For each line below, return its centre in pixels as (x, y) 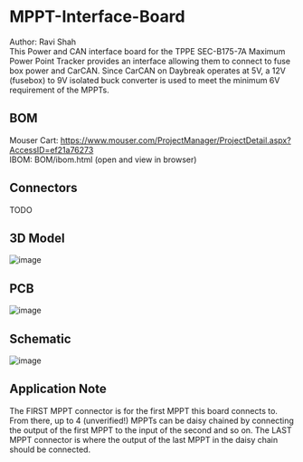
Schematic (40, 338)
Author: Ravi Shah (43, 42)
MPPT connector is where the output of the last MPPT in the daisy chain (144, 439)
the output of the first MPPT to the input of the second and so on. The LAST (151, 430)
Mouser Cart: (34, 140)
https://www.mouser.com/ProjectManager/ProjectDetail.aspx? (175, 140)
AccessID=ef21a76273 (52, 149)
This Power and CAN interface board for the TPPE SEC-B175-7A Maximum (147, 51)
